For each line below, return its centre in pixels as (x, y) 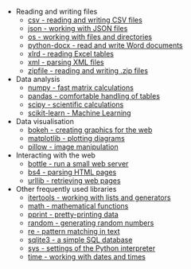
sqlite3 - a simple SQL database (80, 240)
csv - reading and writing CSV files (85, 20)
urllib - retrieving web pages (74, 181)
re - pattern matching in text (74, 231)
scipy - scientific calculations (76, 104)
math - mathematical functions (78, 206)
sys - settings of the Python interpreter (92, 248)
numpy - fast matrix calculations (80, 88)
